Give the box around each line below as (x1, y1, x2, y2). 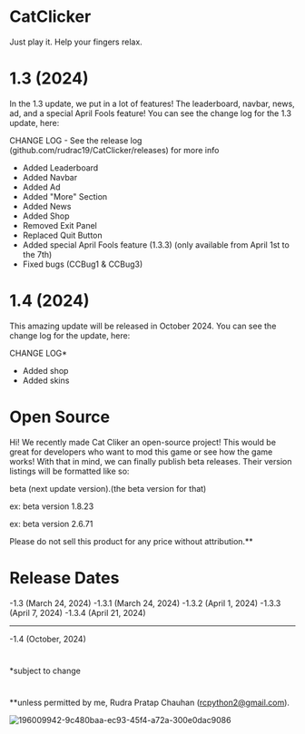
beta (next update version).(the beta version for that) (9, 483, 207, 494)
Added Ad (22, 181, 61, 192)
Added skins (22, 375, 70, 386)
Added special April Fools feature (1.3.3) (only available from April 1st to (22, 239, 290, 250)
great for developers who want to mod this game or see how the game (9, 446, 273, 457)
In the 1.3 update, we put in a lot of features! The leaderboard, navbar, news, (9, 98, 295, 109)
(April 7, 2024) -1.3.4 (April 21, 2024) (9, 607, 147, 618)
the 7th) (22, 249, 53, 259)
